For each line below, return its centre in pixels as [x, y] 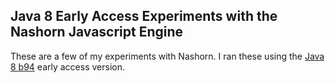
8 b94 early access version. [68, 66]
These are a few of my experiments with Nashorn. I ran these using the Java [167, 56]
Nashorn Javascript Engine [97, 32]
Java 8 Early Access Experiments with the [144, 16]
